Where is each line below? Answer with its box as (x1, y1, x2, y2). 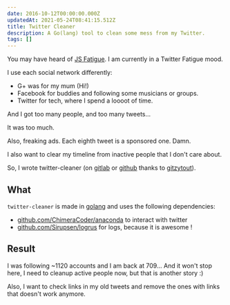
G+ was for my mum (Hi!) (17, 82, 90, 90)
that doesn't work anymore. (7, 289, 86, 298)
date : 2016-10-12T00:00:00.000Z (7, 10, 100, 17)
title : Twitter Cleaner (7, 23, 76, 30)
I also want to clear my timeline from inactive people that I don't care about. (7, 150, 222, 159)
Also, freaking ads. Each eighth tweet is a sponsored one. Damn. (7, 137, 191, 146)
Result (7, 243, 36, 255)
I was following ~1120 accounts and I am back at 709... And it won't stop (7, 261, 213, 270)
